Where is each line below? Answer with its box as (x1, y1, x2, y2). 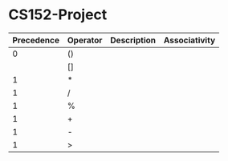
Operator (67, 34, 103, 46)
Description (110, 34, 157, 46)
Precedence (12, 34, 60, 46)
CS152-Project (8, 6, 108, 24)
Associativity (163, 34, 216, 46)
